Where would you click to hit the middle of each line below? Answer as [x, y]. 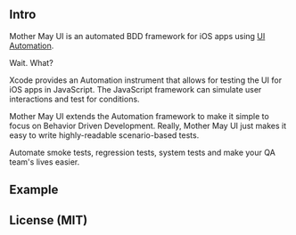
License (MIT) [49, 220]
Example [34, 190]
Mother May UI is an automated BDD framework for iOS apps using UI [137, 36]
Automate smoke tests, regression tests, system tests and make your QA [143, 152]
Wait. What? [31, 62]
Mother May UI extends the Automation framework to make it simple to [139, 116]
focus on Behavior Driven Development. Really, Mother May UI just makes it [148, 126]
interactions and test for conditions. [74, 99]
